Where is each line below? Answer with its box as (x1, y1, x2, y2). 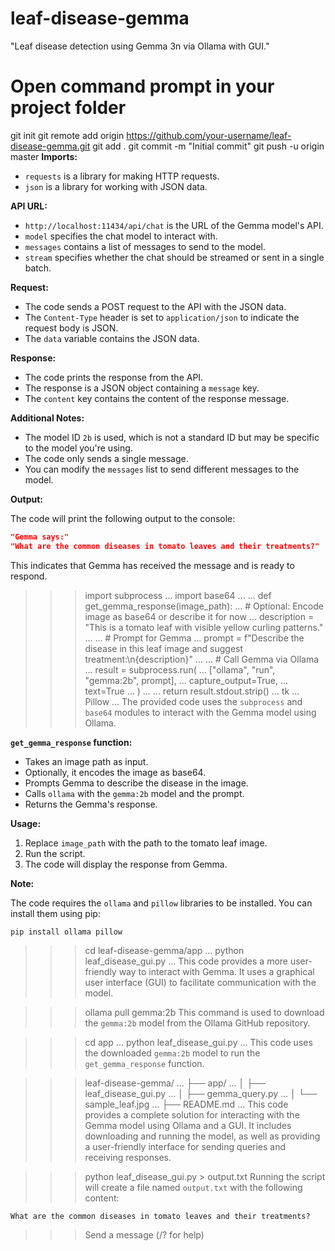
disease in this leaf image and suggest (84, 642, 244, 654)
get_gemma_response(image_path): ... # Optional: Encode (84, 600, 324, 612)
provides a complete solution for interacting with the (84, 1108, 300, 1121)
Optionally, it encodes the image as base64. (24, 766, 207, 778)
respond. (10, 570, 48, 582)
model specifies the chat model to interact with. (24, 230, 218, 242)
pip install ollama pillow (10, 927, 123, 937)
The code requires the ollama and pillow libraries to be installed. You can (10, 897, 313, 909)
